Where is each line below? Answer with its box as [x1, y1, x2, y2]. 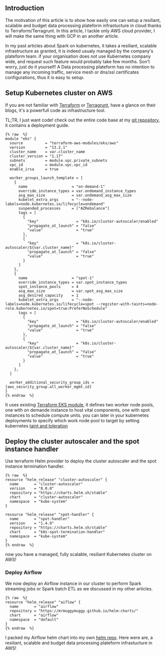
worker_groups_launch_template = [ [9, 175, 83, 181]
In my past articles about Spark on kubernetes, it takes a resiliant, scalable [5, 42, 157, 49]
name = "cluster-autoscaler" [9, 482, 83, 487]
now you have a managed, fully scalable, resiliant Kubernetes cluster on [5, 552, 152, 558]
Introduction [5, 4, 45, 12]
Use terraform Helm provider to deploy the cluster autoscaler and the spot [5, 458, 157, 464]
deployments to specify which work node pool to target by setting [5, 417, 140, 423]
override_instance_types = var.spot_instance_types [18, 280, 127, 285]
